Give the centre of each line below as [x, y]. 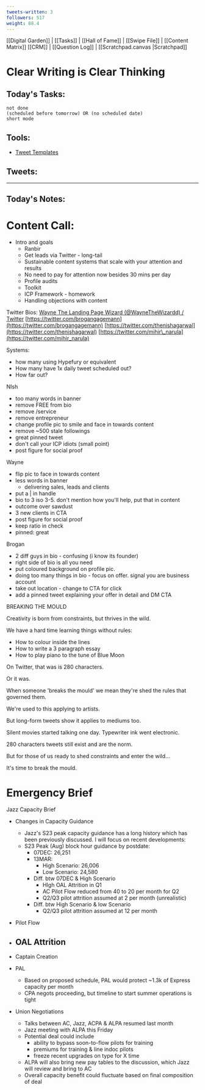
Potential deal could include [59, 1036]
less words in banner [41, 481]
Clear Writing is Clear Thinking [86, 72]
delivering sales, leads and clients [67, 487]
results [33, 268]
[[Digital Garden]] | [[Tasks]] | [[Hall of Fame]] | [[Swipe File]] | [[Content [97, 41]
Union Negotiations [39, 1012]
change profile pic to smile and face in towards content [85, 425]
